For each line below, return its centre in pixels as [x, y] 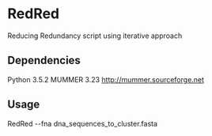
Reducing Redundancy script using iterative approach [95, 36]
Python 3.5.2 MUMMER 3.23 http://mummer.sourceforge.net [106, 79]
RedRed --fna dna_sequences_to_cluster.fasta [83, 123]
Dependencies [44, 60]
